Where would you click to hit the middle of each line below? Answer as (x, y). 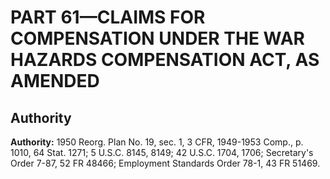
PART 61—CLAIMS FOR (108, 17)
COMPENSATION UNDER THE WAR (157, 38)
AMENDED (55, 81)
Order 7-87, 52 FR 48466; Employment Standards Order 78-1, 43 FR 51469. (165, 163)
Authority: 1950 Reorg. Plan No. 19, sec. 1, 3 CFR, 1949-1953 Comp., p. (157, 142)
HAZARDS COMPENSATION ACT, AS (165, 60)
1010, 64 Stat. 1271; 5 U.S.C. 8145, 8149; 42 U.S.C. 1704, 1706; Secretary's (162, 152)
